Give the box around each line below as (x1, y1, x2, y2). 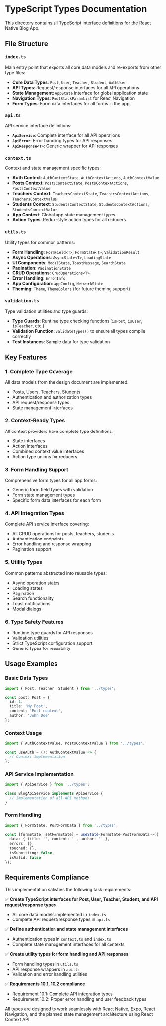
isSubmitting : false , (9, 851, 55, 856)
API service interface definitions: (5, 122, 72, 128)
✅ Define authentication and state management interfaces (5, 926, 128, 932)
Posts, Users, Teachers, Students (12, 389, 81, 395)
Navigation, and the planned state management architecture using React (5, 1011, 153, 1017)
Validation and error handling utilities (12, 971, 88, 977)
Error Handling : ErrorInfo (12, 275, 66, 281)
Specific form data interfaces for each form (12, 497, 101, 503)
